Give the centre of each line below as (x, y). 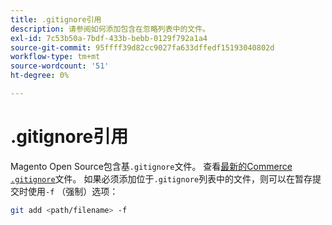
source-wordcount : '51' (60, 66)
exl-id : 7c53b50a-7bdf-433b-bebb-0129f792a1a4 (109, 38)
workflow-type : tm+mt (55, 57)
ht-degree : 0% (40, 76)
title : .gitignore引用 (56, 19)
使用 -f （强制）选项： (73, 191)
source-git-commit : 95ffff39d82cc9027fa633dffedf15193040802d (142, 47)
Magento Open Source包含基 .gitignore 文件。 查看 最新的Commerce (151, 166)
